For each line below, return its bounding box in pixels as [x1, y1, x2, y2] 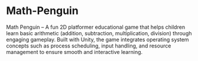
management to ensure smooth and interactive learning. [6, 48, 143, 55]
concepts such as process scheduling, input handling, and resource [6, 42, 171, 49]
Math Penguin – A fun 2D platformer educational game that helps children [6, 23, 185, 30]
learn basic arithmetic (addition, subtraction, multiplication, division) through [6, 29, 192, 36]
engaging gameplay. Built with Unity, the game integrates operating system [6, 36, 189, 43]
